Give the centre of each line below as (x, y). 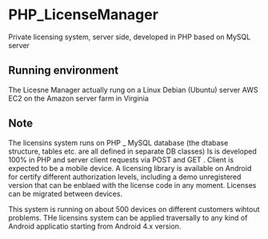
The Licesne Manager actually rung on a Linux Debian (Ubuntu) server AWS (133, 90)
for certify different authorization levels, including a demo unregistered (125, 177)
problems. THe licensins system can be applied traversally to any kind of (128, 217)
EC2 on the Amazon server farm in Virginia (79, 98)
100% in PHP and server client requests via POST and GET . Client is (121, 159)
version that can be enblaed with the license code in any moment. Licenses (132, 185)
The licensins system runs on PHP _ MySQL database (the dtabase (118, 142)
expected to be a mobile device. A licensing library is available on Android (130, 168)
